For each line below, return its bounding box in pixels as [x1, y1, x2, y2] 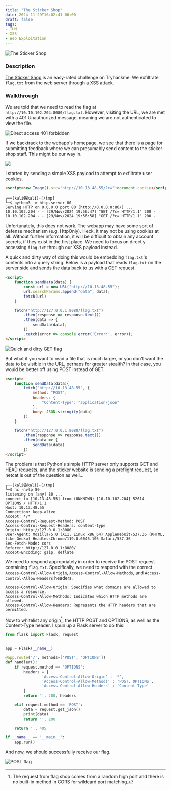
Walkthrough [5, 92, 38, 100]
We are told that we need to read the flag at [5, 104, 97, 110]
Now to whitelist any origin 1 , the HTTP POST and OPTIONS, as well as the [5, 616, 159, 623]
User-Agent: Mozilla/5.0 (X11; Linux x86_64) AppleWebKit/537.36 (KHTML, [5, 532, 165, 537]
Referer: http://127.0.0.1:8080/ [5, 545, 76, 550]
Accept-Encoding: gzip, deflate [5, 550, 74, 555]
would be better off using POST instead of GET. [5, 366, 105, 373]
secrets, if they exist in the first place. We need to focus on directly [5, 239, 146, 245]
